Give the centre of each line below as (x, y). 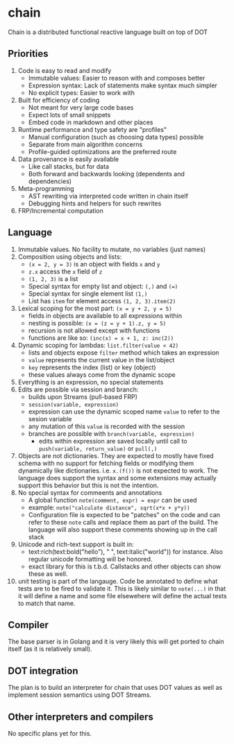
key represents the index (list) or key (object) (92, 367)
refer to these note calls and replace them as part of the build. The (123, 522)
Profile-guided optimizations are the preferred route (102, 151)
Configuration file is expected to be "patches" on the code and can (124, 514)
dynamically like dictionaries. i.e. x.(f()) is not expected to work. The (118, 471)
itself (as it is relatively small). (50, 649)
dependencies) (50, 181)
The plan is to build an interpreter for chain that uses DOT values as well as (115, 688)
